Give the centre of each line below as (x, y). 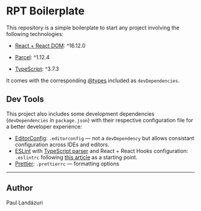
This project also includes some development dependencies (80, 114)
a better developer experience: (44, 126)
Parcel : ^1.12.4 (32, 57)
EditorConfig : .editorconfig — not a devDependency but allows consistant (104, 138)
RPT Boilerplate (45, 11)
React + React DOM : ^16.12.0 (50, 46)
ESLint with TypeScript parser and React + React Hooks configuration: (101, 150)
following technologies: (35, 34)
